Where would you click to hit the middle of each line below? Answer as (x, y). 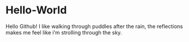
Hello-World (36, 10)
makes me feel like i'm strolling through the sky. (64, 32)
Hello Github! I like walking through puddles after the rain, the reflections (94, 26)
